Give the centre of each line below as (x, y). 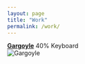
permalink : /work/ (34, 26)
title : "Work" (28, 20)
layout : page (26, 13)
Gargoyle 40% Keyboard (43, 46)
